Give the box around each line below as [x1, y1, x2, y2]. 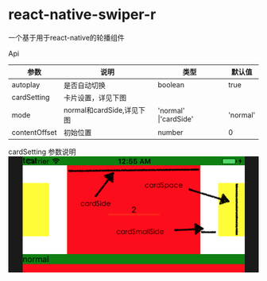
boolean [157, 80, 185, 90]
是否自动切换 [63, 80, 106, 90]
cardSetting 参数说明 [8, 147, 77, 156]
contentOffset [11, 127, 57, 137]
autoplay [11, 80, 41, 90]
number [157, 127, 184, 137]
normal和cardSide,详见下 [63, 106, 145, 115]
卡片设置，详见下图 [63, 93, 127, 102]
